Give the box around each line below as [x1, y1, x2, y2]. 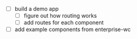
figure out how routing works [23, 12, 97, 19]
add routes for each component [23, 19, 104, 26]
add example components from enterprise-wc [14, 26, 131, 33]
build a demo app [14, 5, 59, 12]
